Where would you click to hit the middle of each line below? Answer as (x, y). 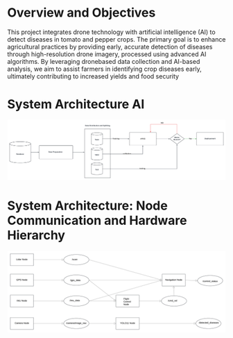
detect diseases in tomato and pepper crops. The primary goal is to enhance (116, 39)
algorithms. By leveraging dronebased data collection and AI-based (104, 61)
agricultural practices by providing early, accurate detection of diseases (110, 47)
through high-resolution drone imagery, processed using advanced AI (107, 54)
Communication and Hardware (97, 221)
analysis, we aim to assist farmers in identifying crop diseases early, (105, 69)
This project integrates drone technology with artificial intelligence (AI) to (112, 32)
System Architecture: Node (87, 206)
